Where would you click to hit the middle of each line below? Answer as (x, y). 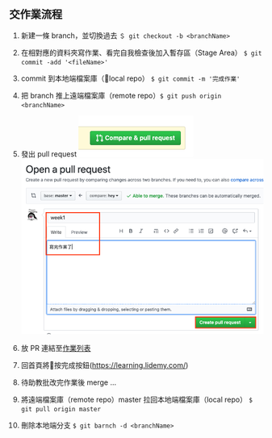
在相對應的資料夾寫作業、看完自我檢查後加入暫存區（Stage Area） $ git (141, 52)
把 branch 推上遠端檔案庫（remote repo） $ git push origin (121, 95)
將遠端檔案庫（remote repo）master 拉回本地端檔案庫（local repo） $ (137, 400)
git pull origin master (61, 410)
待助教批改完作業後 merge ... (68, 382)
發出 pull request (49, 154)
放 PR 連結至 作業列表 (56, 348)
